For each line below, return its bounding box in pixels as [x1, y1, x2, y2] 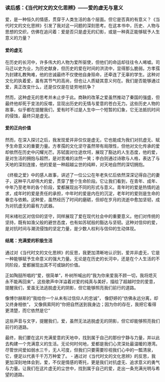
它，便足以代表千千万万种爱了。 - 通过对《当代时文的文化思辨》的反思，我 [5, 353, 156, 359]
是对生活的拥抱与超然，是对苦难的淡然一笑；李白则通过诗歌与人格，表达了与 [5, 155, 160, 161]
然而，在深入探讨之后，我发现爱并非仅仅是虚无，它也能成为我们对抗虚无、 [5, 137, 156, 142]
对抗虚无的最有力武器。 [9, 203, 57, 208]
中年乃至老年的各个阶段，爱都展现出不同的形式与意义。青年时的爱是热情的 [5, 184, 156, 190]
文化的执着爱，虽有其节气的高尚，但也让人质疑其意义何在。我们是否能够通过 [5, 77, 160, 83]
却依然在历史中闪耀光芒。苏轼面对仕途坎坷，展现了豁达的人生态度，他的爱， [5, 149, 160, 155]
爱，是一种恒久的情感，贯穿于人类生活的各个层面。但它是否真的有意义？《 [5, 16, 156, 23]
